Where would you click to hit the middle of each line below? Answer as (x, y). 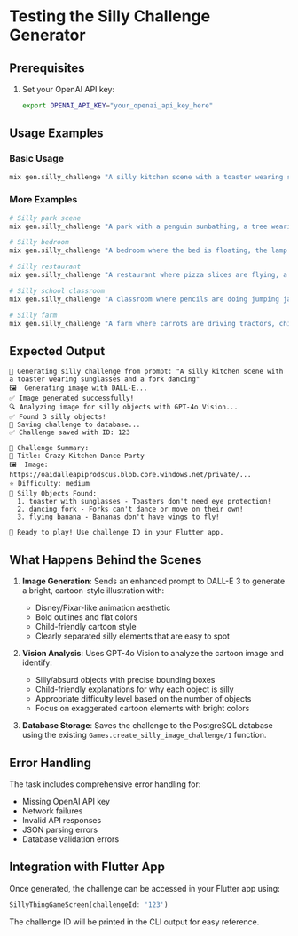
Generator (47, 35)
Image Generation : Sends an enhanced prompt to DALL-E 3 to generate (153, 581)
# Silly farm (33, 315)
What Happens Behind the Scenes (106, 560)
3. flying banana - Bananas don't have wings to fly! (118, 517)
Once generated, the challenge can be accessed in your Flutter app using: (145, 888)
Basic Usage (37, 159)
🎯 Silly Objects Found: (53, 494)
